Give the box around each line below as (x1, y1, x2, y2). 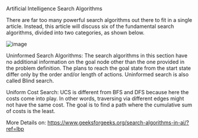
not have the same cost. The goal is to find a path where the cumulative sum (6, 101, 193, 108)
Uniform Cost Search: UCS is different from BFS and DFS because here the (6, 89, 189, 95)
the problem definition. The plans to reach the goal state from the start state (6, 65, 191, 72)
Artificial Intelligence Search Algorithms (6, 5, 102, 12)
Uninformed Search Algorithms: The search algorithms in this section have (6, 52, 188, 59)
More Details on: (6, 119, 46, 126)
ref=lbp (6, 126, 25, 132)
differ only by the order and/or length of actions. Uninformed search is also (6, 71, 189, 78)
